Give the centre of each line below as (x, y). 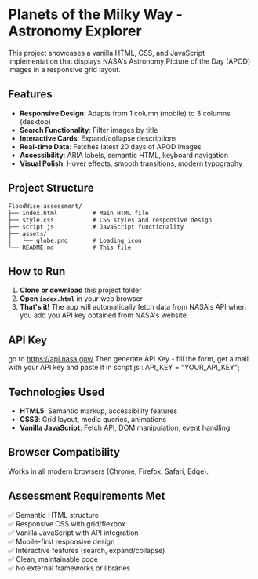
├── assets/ (27, 233)
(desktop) (35, 121)
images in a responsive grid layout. (65, 69)
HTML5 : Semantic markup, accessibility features (98, 411)
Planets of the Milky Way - (95, 15)
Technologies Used (56, 392)
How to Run (37, 271)
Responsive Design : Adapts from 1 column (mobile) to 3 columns (125, 113)
